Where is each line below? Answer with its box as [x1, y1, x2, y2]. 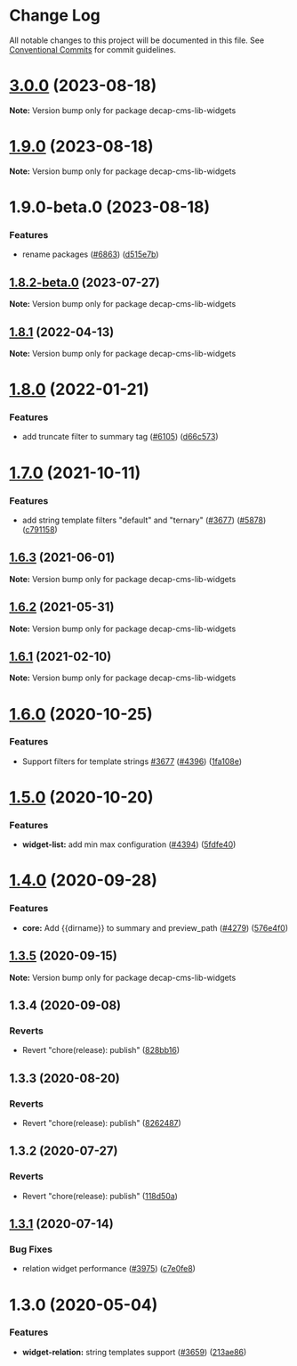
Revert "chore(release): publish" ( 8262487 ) [21, 1117, 182, 1128]
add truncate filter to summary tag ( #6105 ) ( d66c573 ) [21, 432, 220, 442]
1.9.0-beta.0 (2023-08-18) [9, 197, 211, 217]
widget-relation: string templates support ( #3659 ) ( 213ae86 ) [21, 1346, 247, 1357]
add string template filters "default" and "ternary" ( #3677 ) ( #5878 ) [21, 514, 267, 525]
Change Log [9, 5, 100, 26]
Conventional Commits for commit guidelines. [9, 44, 176, 54]
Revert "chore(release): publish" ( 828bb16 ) [21, 1045, 181, 1056]
